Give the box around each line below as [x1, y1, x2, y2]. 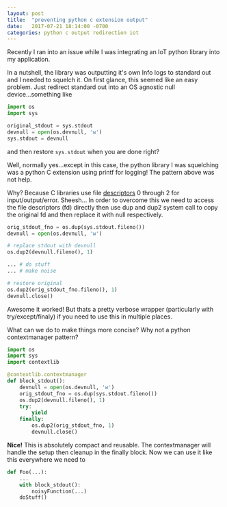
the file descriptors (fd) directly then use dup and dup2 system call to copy [7, 203, 218, 211]
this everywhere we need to [7, 455, 85, 463]
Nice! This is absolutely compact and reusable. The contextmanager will [7, 441, 211, 449]
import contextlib [7, 359, 59, 366]
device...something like [7, 90, 72, 99]
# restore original [7, 280, 63, 286]
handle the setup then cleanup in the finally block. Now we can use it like [7, 448, 213, 456]
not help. [7, 175, 32, 184]
